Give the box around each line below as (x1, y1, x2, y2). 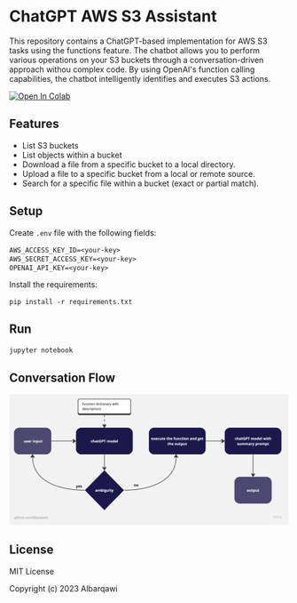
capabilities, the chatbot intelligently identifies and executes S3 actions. (9, 73, 271, 84)
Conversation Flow (9, 370, 116, 385)
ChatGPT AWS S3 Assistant (9, 6, 217, 27)
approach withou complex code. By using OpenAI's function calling (9, 64, 255, 75)
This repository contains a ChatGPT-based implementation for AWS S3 (9, 36, 268, 46)
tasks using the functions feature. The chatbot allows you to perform (9, 44, 260, 55)
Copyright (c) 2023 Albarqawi (9, 583, 118, 593)
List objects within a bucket (21, 149, 122, 160)
